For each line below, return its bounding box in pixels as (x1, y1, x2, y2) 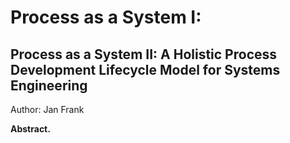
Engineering (10, 77, 88, 94)
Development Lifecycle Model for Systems (10, 61, 281, 78)
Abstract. (10, 123, 51, 135)
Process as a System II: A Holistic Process (10, 46, 278, 63)
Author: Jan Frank (10, 104, 85, 115)
